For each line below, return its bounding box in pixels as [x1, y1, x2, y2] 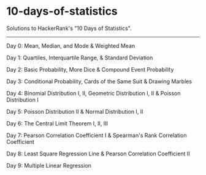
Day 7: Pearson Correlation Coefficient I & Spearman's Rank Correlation [6, 132, 187, 139]
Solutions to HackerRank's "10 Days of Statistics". [6, 24, 132, 32]
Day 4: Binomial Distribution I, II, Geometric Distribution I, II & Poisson [6, 89, 181, 97]
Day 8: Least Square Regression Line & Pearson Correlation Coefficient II [6, 150, 190, 157]
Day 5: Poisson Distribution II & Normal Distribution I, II [6, 108, 143, 115]
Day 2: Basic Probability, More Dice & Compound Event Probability [6, 65, 174, 73]
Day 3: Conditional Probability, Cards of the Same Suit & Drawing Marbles [6, 78, 192, 85]
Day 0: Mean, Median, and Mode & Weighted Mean [6, 42, 135, 50]
